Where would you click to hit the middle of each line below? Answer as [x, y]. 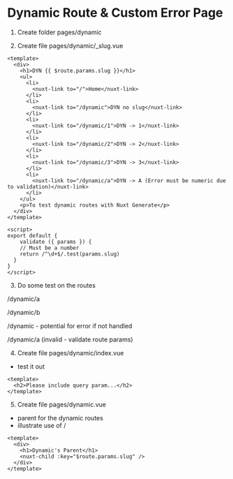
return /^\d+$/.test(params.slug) [70, 254]
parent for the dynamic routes [60, 418]
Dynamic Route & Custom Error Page [115, 13]
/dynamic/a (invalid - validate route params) [70, 339]
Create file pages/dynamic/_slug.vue [70, 45]
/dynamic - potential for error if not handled [70, 325]
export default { [32, 235]
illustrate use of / [42, 425]
